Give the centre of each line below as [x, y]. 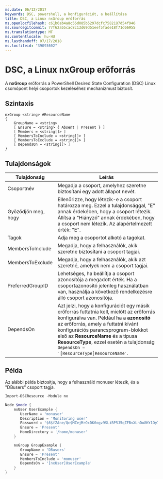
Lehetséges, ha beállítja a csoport [96, 274]
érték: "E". [69, 230]
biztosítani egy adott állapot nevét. [97, 191]
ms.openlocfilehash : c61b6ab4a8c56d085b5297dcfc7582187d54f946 [70, 23]
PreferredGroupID [28, 286]
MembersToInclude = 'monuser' [51, 459]
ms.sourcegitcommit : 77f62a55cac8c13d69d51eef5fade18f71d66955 [70, 28]
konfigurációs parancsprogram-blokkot [103, 330]
